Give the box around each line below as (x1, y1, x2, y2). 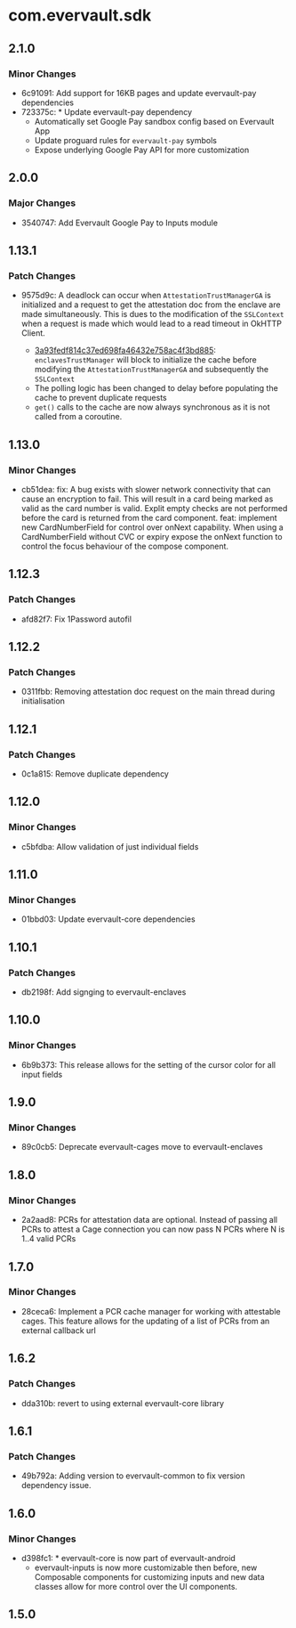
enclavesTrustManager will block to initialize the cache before (34, 354, 257, 365)
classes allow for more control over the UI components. (34, 1581, 237, 1591)
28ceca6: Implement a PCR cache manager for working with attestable (20, 1306, 281, 1316)
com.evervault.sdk (8, 5, 152, 26)
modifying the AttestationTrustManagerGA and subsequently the (34, 364, 268, 375)
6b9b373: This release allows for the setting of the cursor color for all (20, 1059, 276, 1070)
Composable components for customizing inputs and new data (34, 1571, 265, 1582)
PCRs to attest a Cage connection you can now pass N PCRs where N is (20, 1224, 285, 1234)
